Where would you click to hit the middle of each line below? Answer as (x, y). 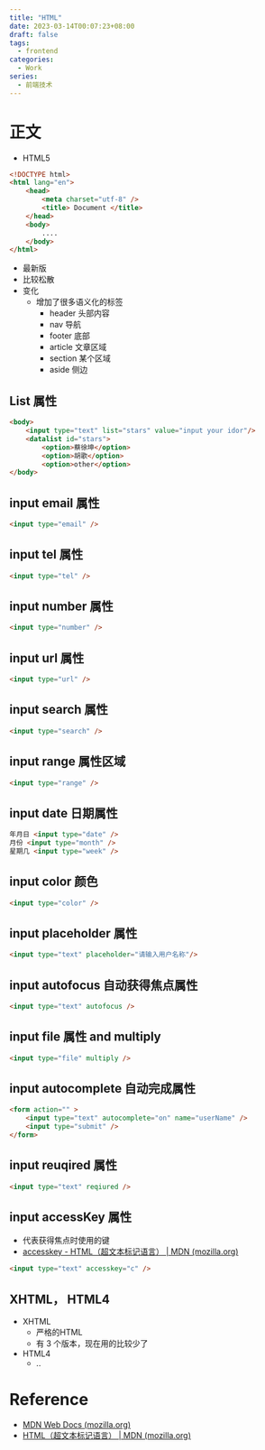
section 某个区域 (80, 358)
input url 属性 (47, 658)
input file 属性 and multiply (85, 1037)
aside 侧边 (69, 370)
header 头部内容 (79, 313)
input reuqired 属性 (64, 1165)
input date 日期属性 (64, 813)
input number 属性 (62, 607)
